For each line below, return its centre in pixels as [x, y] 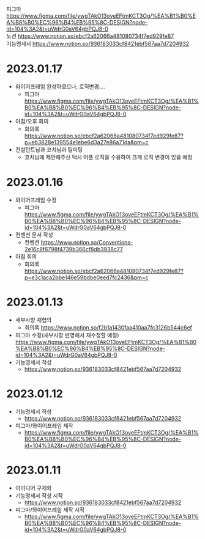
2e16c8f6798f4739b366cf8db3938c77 [74, 249]
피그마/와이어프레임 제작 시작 [50, 510]
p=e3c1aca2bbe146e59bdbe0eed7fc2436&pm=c [86, 277]
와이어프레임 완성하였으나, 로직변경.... [60, 86]
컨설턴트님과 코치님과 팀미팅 [49, 149]
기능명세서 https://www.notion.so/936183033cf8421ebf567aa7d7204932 [98, 44]
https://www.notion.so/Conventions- [87, 242]
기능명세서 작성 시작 [39, 495]
